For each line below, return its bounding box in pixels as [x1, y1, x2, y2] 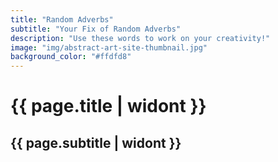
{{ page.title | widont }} [10, 95, 207, 118]
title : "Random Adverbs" [10, 14, 114, 25]
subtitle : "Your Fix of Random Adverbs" [10, 24, 182, 34]
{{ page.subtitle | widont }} [10, 134, 182, 151]
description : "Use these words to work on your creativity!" [10, 33, 271, 43]
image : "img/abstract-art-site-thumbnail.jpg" [10, 42, 208, 53]
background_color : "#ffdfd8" [10, 52, 132, 62]
